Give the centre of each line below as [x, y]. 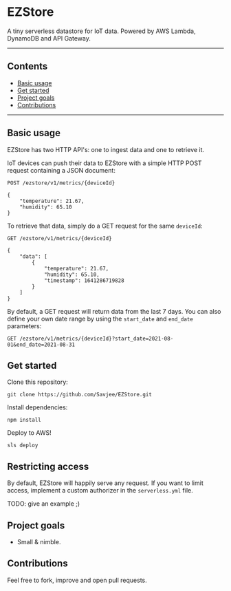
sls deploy [23, 445]
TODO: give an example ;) [44, 504]
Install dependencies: [37, 407]
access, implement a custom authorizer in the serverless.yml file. [100, 491]
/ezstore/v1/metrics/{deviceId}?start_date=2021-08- [97, 339]
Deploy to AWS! [29, 433]
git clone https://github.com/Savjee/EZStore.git [80, 395]
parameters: [24, 326]
